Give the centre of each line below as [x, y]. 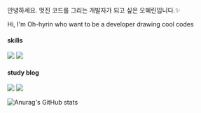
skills [15, 40]
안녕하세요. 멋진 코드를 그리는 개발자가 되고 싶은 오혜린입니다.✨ [94, 10]
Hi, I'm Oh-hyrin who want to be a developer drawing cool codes [100, 24]
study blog [23, 73]
